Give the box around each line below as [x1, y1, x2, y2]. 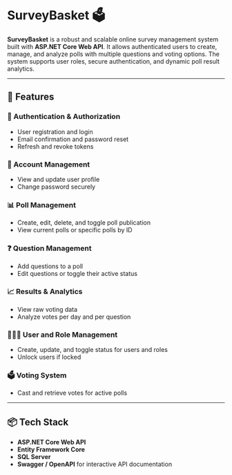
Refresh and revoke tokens [17, 142, 94, 151]
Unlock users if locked [17, 353, 81, 362]
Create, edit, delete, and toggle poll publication [17, 218, 151, 227]
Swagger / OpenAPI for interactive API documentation [17, 460, 173, 469]
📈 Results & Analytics [7, 287, 83, 297]
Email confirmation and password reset [17, 135, 129, 143]
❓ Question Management [7, 243, 92, 253]
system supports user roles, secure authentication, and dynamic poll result [7, 57, 220, 65]
